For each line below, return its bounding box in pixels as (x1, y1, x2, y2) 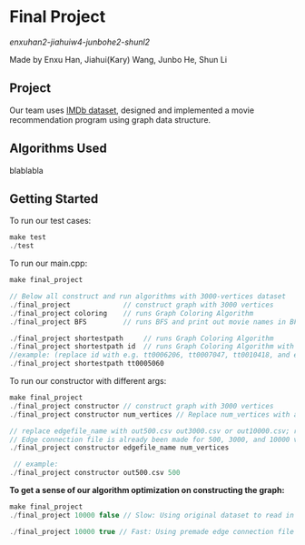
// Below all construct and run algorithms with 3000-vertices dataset (9, 292, 286, 301)
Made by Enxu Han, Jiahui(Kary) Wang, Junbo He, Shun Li (9, 54, 228, 65)
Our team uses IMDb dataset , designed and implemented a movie (9, 105, 255, 116)
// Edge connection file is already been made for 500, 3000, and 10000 (9, 435, 290, 444)
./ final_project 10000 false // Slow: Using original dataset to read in (9, 510, 295, 520)
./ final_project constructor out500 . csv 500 (9, 469, 181, 478)
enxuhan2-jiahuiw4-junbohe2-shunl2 (9, 36, 151, 47)
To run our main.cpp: (9, 257, 88, 269)
